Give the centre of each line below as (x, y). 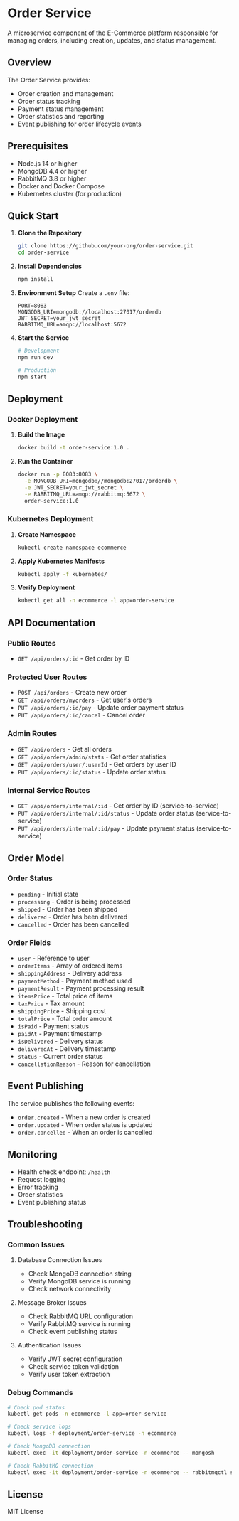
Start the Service (43, 338)
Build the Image (41, 434)
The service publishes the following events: (71, 1103)
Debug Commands (40, 1393)
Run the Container (45, 461)
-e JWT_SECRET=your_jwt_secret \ (74, 487)
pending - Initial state (48, 894)
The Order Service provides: (49, 80)
